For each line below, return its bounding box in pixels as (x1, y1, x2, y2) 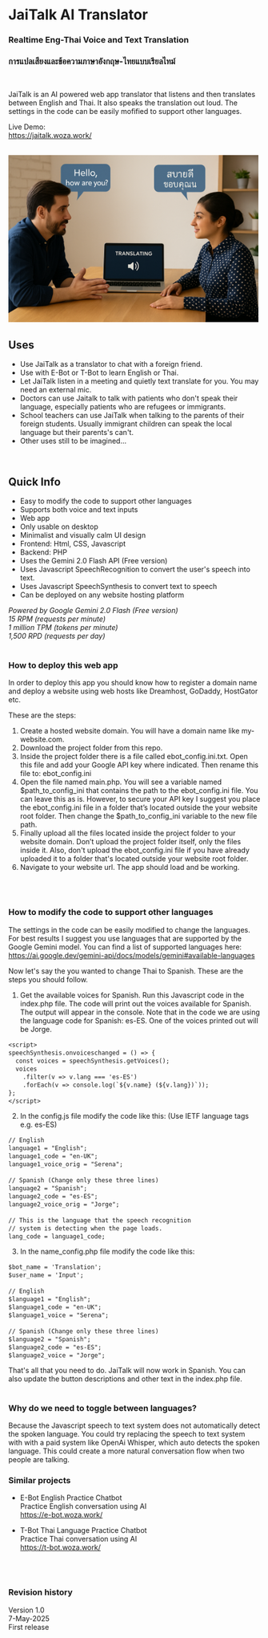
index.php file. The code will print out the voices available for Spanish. (19, 998, 252, 1008)
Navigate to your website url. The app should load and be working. (19, 863, 240, 872)
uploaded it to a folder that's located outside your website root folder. (19, 854, 249, 864)
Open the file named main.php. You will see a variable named (19, 777, 222, 787)
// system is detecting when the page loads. (8, 1224, 162, 1233)
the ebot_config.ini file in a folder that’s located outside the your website (19, 803, 258, 812)
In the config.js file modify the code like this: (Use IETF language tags (19, 1111, 250, 1120)
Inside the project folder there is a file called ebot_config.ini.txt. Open (19, 752, 248, 762)
